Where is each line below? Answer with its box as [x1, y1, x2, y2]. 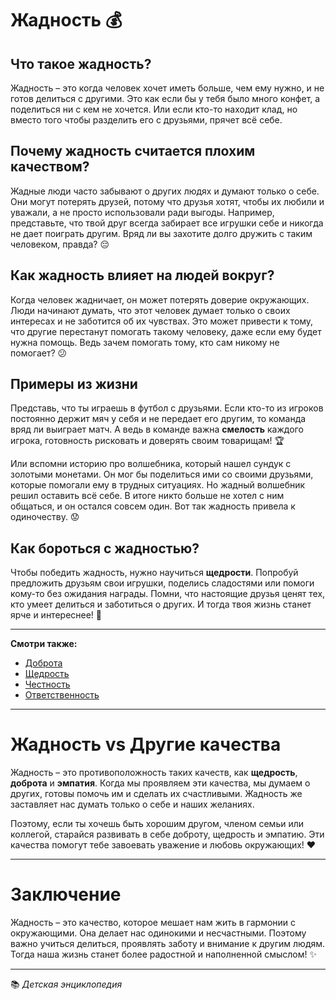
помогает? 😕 [10, 347, 68, 359]
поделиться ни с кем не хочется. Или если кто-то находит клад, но [10, 103, 298, 115]
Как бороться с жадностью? [10, 540, 200, 557]
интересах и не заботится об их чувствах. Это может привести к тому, [10, 315, 314, 327]
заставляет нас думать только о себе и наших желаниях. [10, 798, 255, 811]
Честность [24, 678, 71, 691]
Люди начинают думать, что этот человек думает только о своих [10, 304, 291, 316]
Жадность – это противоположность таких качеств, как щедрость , [10, 767, 298, 779]
